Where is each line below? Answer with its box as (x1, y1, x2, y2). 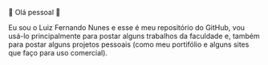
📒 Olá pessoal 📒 (8, 8, 61, 17)
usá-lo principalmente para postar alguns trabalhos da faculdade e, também (8, 32, 260, 40)
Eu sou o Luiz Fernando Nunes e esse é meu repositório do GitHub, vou (8, 23, 246, 32)
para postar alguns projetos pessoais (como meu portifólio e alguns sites (8, 40, 250, 49)
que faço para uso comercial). (8, 48, 108, 57)
